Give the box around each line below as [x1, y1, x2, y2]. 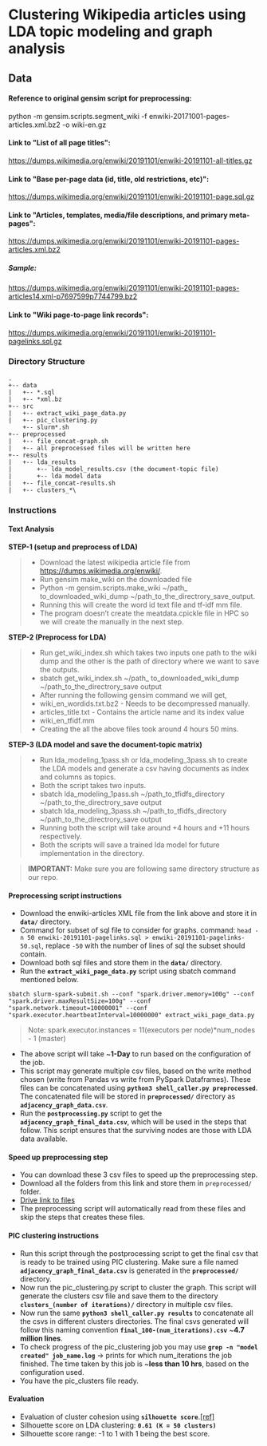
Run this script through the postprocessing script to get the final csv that [19, 1248, 259, 1258]
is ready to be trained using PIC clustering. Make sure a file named [19, 1257, 239, 1266]
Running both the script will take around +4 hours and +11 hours [39, 822, 250, 832]
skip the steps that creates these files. [19, 1212, 146, 1222]
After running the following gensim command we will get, [39, 690, 227, 699]
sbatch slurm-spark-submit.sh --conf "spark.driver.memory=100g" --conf [8, 990, 255, 999]
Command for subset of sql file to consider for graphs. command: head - [19, 925, 259, 935]
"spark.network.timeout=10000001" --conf [8, 1004, 148, 1012]
